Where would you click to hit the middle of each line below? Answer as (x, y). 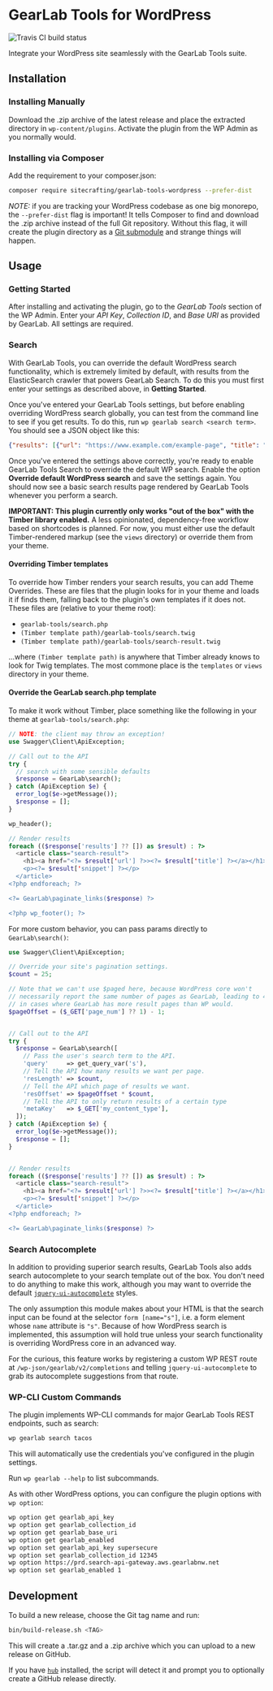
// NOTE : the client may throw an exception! (87, 734)
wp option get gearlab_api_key (61, 1518)
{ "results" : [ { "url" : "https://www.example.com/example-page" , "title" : (134, 445)
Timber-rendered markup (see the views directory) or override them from (131, 537)
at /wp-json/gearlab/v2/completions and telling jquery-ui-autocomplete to (133, 1367)
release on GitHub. (40, 1654)
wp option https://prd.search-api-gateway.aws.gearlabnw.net (114, 1563)
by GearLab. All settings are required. (71, 324)
